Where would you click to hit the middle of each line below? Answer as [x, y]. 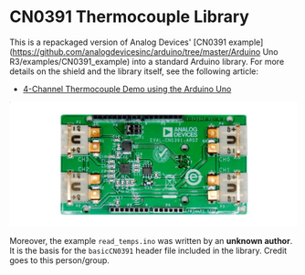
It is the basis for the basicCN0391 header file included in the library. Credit [148, 250]
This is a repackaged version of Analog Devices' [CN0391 [118, 42]
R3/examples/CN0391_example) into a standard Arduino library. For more [147, 61]
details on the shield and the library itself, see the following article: [134, 71]
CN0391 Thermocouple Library [129, 17]
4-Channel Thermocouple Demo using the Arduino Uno [127, 89]
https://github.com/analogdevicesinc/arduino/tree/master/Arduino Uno [145, 51]
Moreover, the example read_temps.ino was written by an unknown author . [151, 240]
